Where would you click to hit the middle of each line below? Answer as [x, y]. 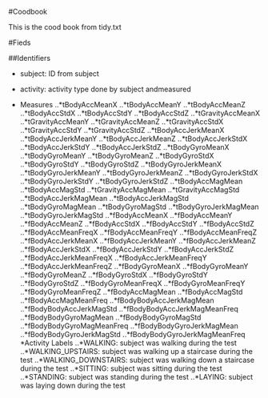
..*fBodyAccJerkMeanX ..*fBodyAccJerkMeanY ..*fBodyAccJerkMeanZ [138, 241]
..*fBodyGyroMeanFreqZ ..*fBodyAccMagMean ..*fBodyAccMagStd [131, 292]
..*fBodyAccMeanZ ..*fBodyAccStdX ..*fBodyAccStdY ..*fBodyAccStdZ [137, 224]
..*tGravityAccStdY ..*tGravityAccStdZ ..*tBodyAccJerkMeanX [122, 130]
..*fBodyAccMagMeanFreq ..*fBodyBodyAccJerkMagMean [117, 300]
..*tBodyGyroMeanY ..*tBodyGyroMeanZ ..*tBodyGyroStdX [117, 156]
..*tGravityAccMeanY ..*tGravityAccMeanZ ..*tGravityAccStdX [122, 122]
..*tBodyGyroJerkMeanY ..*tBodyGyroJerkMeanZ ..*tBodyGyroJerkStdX [139, 173]
